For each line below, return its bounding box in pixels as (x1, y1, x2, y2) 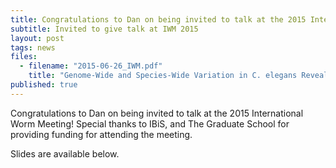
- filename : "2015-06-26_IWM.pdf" (19, 61, 163, 71)
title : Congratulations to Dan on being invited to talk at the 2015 (10, 14, 307, 25)
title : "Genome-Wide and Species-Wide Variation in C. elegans (28, 71, 298, 81)
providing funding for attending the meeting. (10, 128, 193, 140)
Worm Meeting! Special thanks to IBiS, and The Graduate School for (10, 117, 290, 130)
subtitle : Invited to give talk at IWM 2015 (10, 24, 199, 34)
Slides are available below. (10, 147, 120, 160)
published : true (10, 80, 78, 90)
